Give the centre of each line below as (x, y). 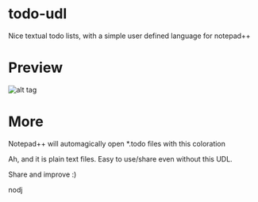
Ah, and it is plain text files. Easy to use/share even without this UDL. (120, 158)
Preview (36, 68)
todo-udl (38, 14)
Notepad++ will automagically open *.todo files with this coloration (117, 143)
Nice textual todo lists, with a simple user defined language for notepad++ (130, 36)
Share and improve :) (42, 174)
